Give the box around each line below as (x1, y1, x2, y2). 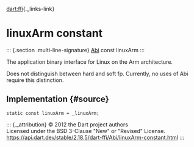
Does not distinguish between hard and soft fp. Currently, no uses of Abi (6, 70, 189, 77)
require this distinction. (6, 76, 64, 84)
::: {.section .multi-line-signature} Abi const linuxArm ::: (6, 46, 145, 53)
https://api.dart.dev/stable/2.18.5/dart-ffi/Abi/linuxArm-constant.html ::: (6, 134, 185, 141)
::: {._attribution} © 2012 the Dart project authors (6, 121, 128, 128)
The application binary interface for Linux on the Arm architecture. (6, 58, 173, 66)
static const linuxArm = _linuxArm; (6, 110, 99, 116)
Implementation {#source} (6, 94, 110, 104)
